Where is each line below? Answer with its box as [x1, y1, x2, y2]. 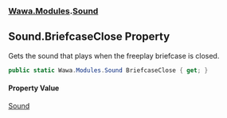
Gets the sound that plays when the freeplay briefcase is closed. [8, 51, 220, 60]
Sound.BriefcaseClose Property [8, 30, 170, 44]
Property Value [8, 83, 60, 93]
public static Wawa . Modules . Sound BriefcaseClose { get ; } [8, 66, 209, 74]
